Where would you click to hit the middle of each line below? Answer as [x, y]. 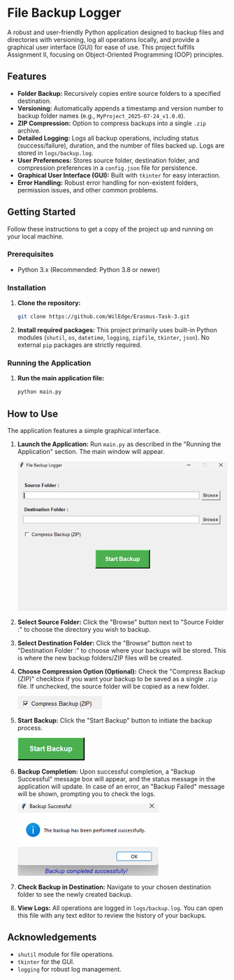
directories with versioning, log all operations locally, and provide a [103, 39]
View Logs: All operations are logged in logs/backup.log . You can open [120, 908]
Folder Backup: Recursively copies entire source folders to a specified [119, 93]
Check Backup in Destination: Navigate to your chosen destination [114, 887]
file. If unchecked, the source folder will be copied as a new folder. [113, 686]
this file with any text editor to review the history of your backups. [112, 915]
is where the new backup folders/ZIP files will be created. [100, 658]
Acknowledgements [52, 938]
